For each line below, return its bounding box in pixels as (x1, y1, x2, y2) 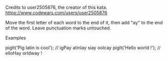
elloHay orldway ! (5, 50, 42, 56)
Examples (5, 35, 26, 41)
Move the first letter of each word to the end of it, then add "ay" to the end (5, 20, 163, 25)
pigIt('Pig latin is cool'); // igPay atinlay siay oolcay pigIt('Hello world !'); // (5, 45, 161, 50)
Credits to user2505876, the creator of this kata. (5, 5, 107, 10)
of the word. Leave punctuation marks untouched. (5, 25, 111, 31)
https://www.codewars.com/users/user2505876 (5, 10, 108, 16)
